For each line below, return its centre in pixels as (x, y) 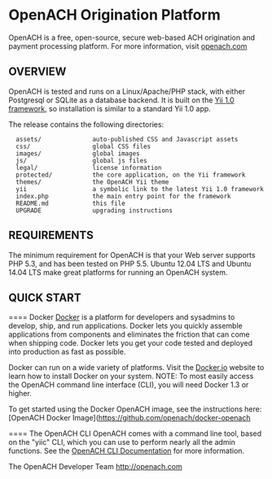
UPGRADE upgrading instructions (94, 210)
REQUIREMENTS (51, 235)
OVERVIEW (37, 72)
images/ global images (78, 153)
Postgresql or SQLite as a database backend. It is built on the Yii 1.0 (121, 100)
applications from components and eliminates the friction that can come (129, 334)
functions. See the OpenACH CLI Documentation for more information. (127, 451)
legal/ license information (89, 168)
